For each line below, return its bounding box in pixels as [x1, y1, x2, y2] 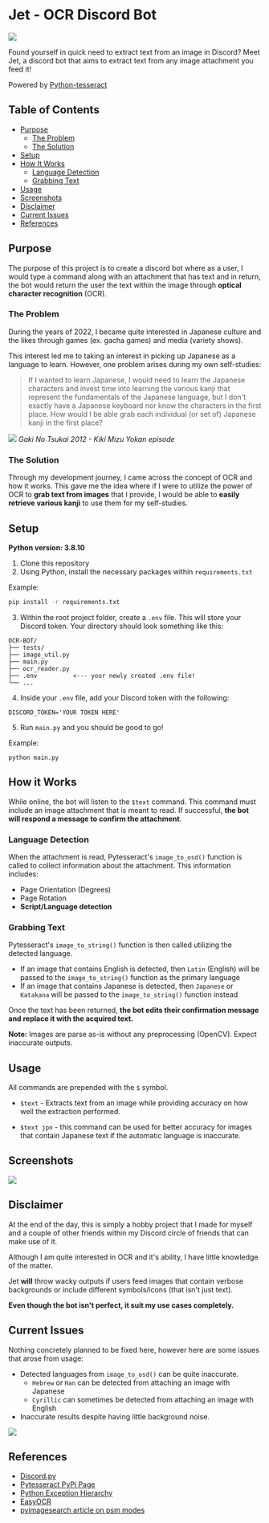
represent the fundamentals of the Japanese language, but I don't [27, 392, 247, 402]
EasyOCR [19, 1496, 52, 1507]
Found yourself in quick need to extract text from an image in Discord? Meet [8, 47, 261, 57]
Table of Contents [8, 103, 100, 117]
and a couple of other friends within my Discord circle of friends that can [8, 1227, 249, 1238]
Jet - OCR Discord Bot [8, 6, 157, 24]
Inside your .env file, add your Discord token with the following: [19, 692, 230, 702]
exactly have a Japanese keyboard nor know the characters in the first [27, 400, 262, 410]
